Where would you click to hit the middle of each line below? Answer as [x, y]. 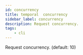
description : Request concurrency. [42, 24]
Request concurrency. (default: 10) [41, 47]
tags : [11, 28]
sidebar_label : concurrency [34, 19]
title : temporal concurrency [37, 14]
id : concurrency [22, 10]
